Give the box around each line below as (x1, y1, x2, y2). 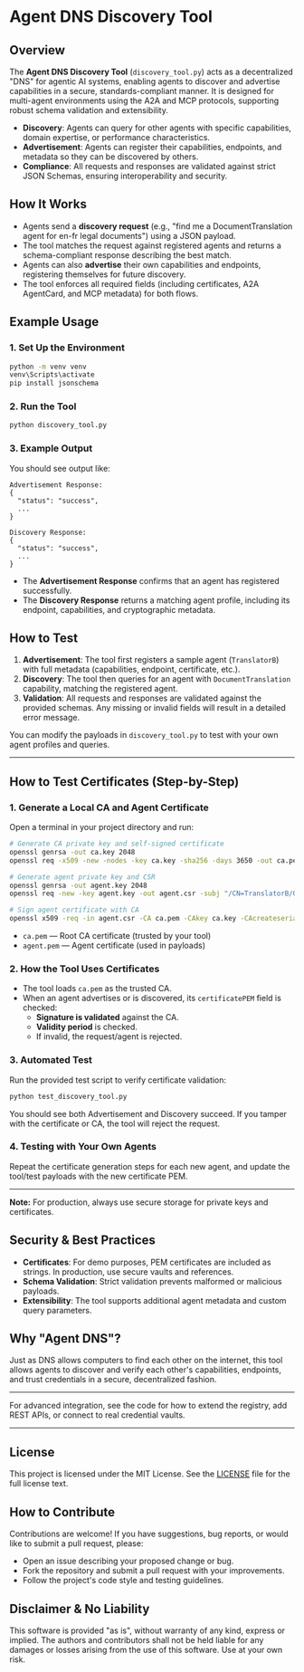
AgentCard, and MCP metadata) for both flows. (22, 288, 199, 299)
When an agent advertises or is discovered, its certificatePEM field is (22, 993, 282, 1004)
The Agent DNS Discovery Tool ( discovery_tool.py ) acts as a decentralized (9, 66, 294, 77)
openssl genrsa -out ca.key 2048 (9, 847, 136, 856)
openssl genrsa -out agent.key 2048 (9, 881, 147, 890)
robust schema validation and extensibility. (9, 105, 169, 115)
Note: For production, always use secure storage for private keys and (9, 1197, 269, 1208)
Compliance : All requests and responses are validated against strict (22, 161, 276, 171)
